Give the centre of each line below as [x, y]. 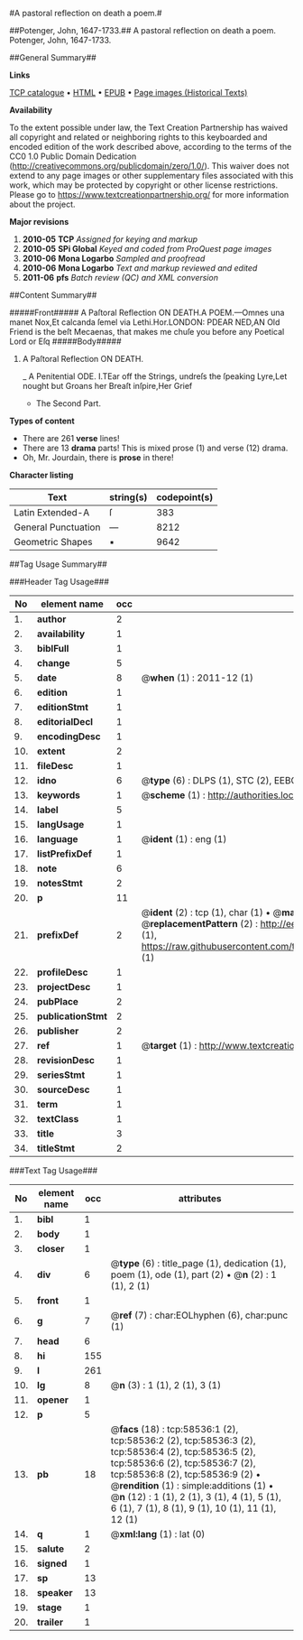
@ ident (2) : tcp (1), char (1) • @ [211, 913]
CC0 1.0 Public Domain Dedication [73, 156]
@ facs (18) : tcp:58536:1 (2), [174, 1429]
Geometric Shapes [53, 542]
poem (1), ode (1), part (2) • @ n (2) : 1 [193, 1274]
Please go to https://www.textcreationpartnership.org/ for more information [149, 195]
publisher [58, 1031]
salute [51, 1549]
